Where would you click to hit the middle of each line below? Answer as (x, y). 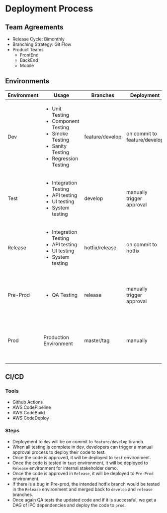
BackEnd (29, 60)
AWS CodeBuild (29, 412)
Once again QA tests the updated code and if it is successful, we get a (84, 500)
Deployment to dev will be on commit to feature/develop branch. (78, 441)
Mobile (27, 66)
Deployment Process (49, 9)
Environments (27, 81)
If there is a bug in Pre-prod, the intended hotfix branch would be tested (86, 484)
